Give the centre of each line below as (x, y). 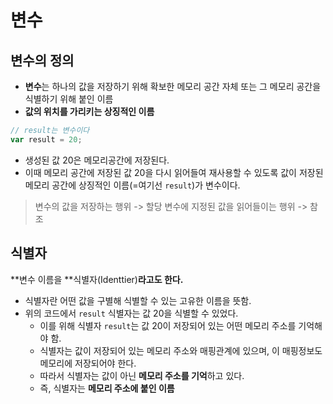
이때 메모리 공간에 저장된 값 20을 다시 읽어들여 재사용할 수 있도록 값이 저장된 (174, 172)
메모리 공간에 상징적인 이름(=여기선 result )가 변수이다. (132, 185)
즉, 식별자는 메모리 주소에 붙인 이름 (107, 388)
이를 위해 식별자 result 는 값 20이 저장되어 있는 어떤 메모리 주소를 (168, 325)
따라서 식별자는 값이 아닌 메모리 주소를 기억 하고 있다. (142, 375)
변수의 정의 (42, 60)
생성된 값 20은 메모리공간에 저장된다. (97, 160)
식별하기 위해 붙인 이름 (69, 99)
